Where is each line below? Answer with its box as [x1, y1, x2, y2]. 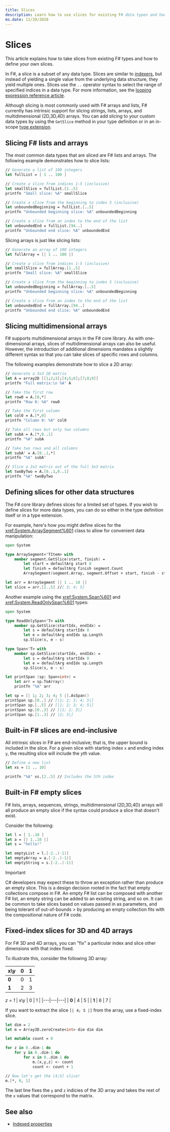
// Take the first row [5, 390, 53, 395]
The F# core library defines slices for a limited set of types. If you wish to [5, 501, 158, 508]
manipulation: [5, 532, 34, 539]
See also [5, 1107, 33, 1116]
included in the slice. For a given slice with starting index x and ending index [5, 745, 164, 751]
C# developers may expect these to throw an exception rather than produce [5, 879, 163, 885]
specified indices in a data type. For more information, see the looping [5, 87, 152, 93]
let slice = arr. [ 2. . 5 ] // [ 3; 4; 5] [5, 584, 85, 590]
